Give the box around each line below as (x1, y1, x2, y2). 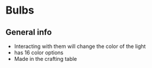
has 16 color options (14, 49, 63, 56)
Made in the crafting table (14, 56, 77, 62)
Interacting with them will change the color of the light (14, 43, 146, 50)
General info (5, 27, 52, 37)
